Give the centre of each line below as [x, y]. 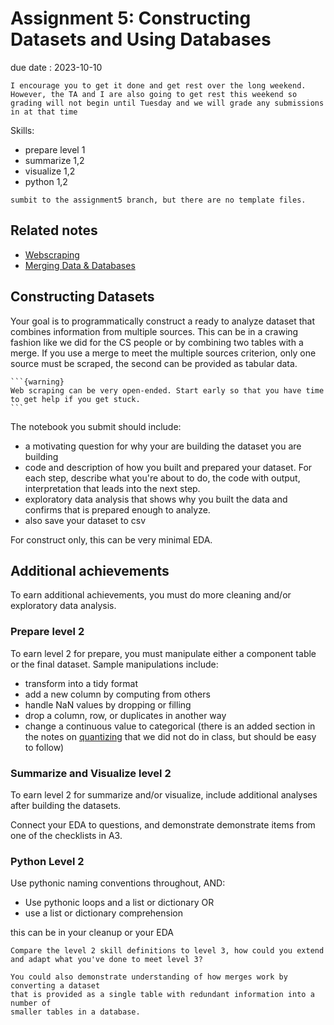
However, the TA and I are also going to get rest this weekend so [154, 94]
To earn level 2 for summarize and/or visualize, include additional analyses [164, 794]
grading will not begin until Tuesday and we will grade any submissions [167, 103]
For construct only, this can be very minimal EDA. [111, 539]
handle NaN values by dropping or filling [108, 704]
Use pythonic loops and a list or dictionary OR [119, 903]
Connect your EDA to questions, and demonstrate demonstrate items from [163, 824]
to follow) [44, 747]
